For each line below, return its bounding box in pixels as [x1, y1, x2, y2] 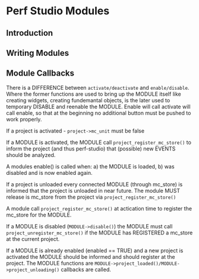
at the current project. [6, 235, 60, 242]
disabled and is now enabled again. [6, 169, 93, 176]
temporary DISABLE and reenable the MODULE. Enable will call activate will [6, 103, 191, 110]
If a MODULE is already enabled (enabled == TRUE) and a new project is [6, 247, 184, 254]
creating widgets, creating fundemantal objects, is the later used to [6, 96, 170, 104]
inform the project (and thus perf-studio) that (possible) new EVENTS [6, 145, 176, 152]
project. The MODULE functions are [6, 259, 94, 267]
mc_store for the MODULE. [6, 211, 72, 218]
